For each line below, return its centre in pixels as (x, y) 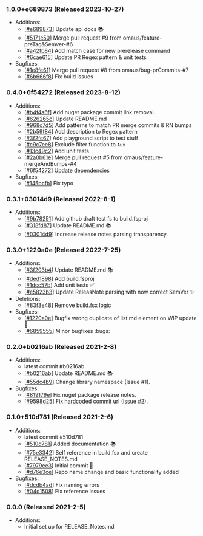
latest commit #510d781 (54, 437)
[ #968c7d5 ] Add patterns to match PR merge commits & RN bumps (108, 125)
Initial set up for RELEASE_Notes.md (69, 527)
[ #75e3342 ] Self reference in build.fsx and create (86, 452)
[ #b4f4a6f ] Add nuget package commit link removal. (90, 112)
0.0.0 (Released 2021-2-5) (46, 507)
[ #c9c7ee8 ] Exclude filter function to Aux (75, 144)
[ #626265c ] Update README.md (65, 119)
